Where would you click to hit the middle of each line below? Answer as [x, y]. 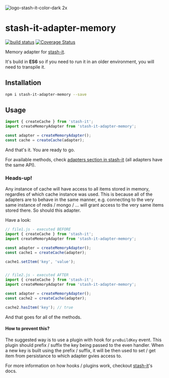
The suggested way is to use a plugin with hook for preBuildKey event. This [83, 340]
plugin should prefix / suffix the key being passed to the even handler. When [84, 345]
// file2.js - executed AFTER [37, 275]
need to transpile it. [25, 67]
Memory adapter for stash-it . [35, 52]
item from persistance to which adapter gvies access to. [64, 356]
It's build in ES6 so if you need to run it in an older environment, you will [80, 61]
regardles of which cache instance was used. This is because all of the [79, 195]
